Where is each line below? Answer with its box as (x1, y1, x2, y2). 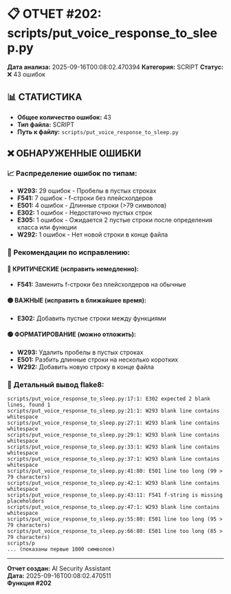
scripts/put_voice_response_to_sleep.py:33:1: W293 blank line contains (7, 443, 220, 451)
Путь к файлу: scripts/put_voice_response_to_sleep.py (16, 127, 179, 135)
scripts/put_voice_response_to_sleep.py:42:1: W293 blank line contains (7, 480, 220, 487)
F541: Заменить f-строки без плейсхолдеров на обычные (16, 280, 187, 288)
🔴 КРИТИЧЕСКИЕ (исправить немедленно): (7, 265, 139, 273)
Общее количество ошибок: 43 (16, 113, 112, 121)
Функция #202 (7, 579, 52, 587)
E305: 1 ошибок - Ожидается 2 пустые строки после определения (16, 216, 213, 224)
